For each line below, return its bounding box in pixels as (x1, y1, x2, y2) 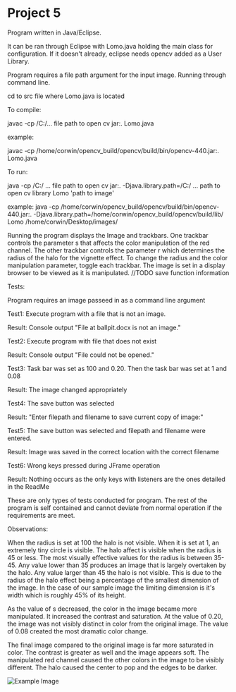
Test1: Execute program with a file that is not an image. (7, 309, 166, 318)
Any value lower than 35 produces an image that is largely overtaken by (18, 561, 227, 569)
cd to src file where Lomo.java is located (7, 92, 125, 100)
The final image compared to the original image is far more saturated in (7, 641, 213, 649)
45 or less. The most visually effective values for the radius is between (7, 553, 213, 562)
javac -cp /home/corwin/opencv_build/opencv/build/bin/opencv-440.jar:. (7, 146, 220, 154)
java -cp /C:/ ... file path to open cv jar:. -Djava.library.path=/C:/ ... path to (7, 181, 221, 190)
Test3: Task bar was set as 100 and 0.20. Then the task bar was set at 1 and (7, 364, 228, 372)
